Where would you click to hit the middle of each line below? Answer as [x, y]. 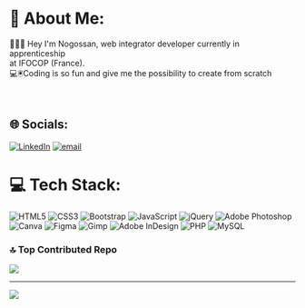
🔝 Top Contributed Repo [64, 249]
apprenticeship [38, 53]
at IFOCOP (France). [47, 63]
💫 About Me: [57, 19]
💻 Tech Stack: [65, 184]
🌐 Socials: [39, 125]
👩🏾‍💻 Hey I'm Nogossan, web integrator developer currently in [125, 44]
